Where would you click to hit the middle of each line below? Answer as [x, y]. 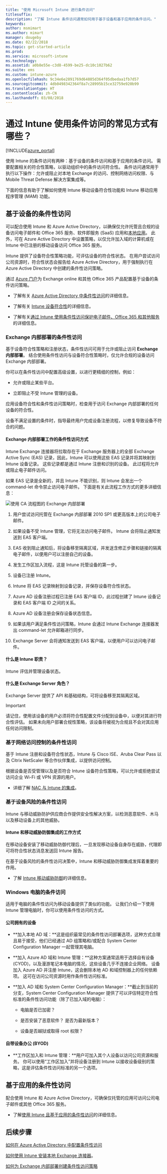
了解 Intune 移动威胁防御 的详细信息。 [51, 878]
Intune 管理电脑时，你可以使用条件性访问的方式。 [56, 910]
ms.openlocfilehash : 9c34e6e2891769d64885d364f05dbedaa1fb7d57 [72, 79]
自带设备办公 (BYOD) [27, 1043]
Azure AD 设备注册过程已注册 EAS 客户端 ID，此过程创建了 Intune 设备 [84, 596]
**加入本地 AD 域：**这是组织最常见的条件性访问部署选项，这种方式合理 [86, 934]
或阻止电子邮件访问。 [27, 470]
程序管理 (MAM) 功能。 [29, 196]
